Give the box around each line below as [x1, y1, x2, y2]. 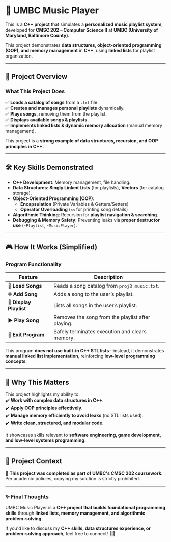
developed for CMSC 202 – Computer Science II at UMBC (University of [5, 26, 158, 33]
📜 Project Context [5, 457, 62, 465]
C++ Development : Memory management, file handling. [12, 179, 131, 185]
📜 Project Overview [5, 72, 68, 81]
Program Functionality [5, 261, 62, 268]
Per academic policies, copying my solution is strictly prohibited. [5, 475, 140, 481]
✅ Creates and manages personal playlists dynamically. [5, 105, 125, 111]
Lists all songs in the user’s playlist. [53, 302, 137, 309]
